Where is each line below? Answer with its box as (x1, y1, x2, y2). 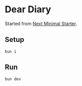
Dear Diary (5, 4, 52, 15)
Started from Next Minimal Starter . (5, 20, 77, 27)
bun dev (5, 76, 22, 81)
